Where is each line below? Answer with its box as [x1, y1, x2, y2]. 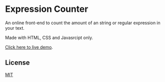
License [5, 58, 30, 67]
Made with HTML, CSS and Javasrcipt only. [5, 35, 94, 41]
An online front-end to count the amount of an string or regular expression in [5, 20, 161, 26]
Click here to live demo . [5, 44, 53, 50]
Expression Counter [5, 3, 89, 15]
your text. [5, 25, 25, 31]
